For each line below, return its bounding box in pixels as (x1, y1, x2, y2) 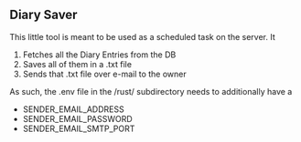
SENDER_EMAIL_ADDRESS (22, 104, 125, 115)
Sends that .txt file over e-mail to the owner (22, 68, 188, 79)
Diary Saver (9, 7, 78, 23)
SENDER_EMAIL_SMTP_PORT (22, 123, 135, 134)
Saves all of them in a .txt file (22, 58, 133, 69)
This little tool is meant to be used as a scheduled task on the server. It (9, 31, 276, 42)
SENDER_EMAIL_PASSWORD (22, 113, 133, 124)
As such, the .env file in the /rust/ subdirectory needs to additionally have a (9, 86, 293, 96)
